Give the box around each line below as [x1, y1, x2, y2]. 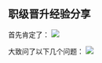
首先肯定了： [8, 30, 49, 39]
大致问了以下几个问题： [8, 46, 84, 56]
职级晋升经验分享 [8, 7, 91, 21]
